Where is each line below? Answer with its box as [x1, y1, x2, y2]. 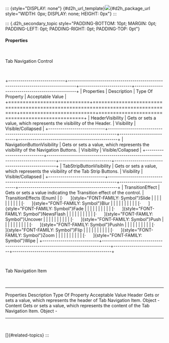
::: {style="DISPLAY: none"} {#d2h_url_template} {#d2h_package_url [5, 6, 150, 11]
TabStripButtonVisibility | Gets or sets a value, [62, 163, 157, 169]
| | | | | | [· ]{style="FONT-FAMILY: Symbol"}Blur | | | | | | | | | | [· [5, 200, 141, 206]
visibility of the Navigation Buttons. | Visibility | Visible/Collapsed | [5, 147, 142, 153]
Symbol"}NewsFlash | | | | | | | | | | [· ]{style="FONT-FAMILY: [23, 211, 153, 217]
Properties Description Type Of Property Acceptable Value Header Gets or [5, 292, 159, 298]
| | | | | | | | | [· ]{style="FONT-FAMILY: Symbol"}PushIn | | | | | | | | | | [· [5, 221, 155, 228]
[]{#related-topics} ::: [5, 332, 49, 338]
